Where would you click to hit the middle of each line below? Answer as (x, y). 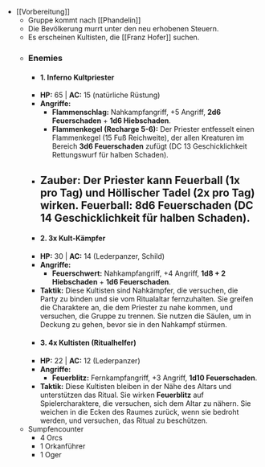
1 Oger (51, 454)
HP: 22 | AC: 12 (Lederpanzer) (90, 360)
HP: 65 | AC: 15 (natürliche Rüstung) (100, 95)
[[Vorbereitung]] (43, 12)
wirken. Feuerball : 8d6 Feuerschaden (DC (147, 205)
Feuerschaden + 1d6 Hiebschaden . (111, 121)
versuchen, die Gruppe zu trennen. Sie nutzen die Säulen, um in (145, 316)
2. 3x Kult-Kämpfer (73, 238)
